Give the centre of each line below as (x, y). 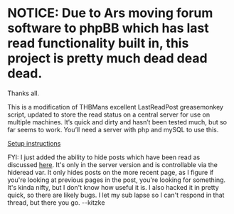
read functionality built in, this (98, 43)
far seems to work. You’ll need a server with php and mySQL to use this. (113, 129)
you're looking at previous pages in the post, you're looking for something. (117, 180)
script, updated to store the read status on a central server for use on (109, 114)
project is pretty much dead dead (107, 59)
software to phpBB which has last (108, 28)
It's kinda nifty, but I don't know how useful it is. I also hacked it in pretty (113, 187)
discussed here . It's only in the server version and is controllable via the (113, 164)
